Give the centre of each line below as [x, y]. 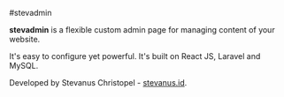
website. [25, 39]
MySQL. [24, 66]
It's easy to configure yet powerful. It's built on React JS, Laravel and [135, 56]
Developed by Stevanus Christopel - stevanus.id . [98, 82]
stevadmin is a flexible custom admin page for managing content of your [142, 30]
